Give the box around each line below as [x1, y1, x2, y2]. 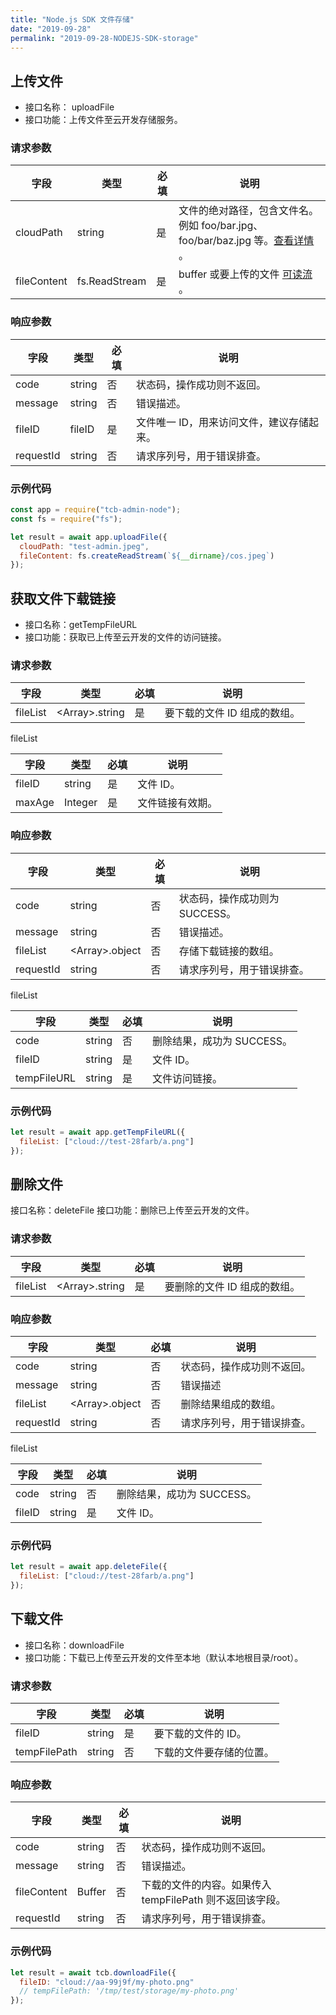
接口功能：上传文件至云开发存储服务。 [24, 114, 183, 126]
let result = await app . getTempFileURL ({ [10, 1127, 186, 1138]
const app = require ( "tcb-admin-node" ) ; [10, 505, 182, 515]
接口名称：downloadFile [24, 1639, 125, 1651]
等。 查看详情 [253, 234, 315, 248]
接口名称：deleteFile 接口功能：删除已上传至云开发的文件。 [10, 1204, 255, 1216]
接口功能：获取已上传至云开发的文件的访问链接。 [24, 631, 227, 643]
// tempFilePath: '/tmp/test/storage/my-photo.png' [19, 1986, 240, 1996]
